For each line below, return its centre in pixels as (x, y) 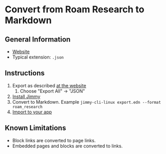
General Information (38, 39)
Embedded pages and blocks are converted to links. (67, 146)
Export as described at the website (49, 85)
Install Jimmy (26, 97)
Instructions (25, 73)
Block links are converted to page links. (54, 140)
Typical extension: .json (38, 57)
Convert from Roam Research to (75, 9)
